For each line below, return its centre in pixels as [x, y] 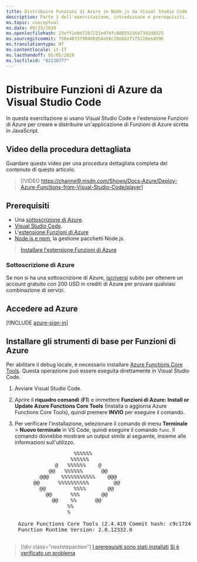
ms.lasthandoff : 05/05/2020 [40, 55]
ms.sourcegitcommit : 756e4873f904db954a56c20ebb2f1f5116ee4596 [85, 39]
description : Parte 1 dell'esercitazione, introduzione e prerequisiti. [97, 17]
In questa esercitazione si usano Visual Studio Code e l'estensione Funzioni [97, 119]
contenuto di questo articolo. [41, 170]
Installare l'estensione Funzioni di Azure [69, 250]
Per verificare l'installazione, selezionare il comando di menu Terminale [101, 424]
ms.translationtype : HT [35, 45]
